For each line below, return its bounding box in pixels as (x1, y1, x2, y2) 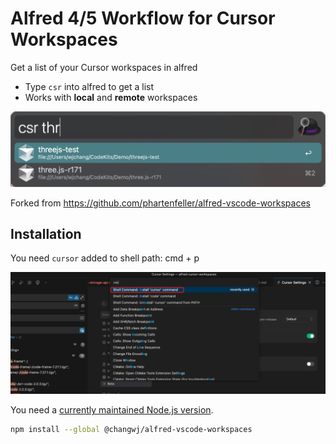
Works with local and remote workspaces (24, 91, 198, 103)
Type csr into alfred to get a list (24, 80, 155, 92)
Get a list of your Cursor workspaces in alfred (10, 61, 198, 73)
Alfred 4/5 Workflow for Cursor (10, 7, 276, 30)
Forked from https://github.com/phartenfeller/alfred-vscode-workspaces (10, 197, 311, 209)
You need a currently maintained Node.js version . (10, 404, 214, 416)
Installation (10, 225, 82, 242)
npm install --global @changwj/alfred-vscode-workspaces (10, 425, 253, 435)
